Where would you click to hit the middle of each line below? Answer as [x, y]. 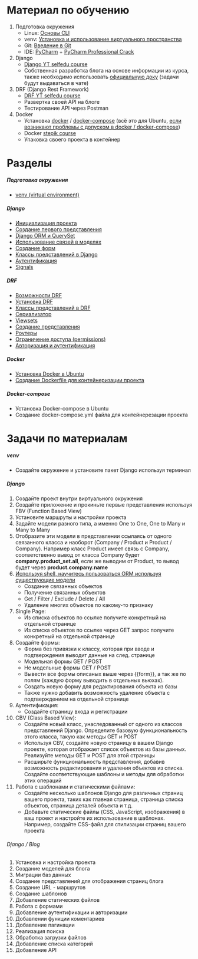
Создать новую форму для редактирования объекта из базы [100, 687]
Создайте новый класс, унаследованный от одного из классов [103, 724]
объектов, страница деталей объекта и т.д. [78, 806]
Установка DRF [34, 302]
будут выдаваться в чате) [56, 83]
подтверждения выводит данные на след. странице [89, 655]
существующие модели [45, 580]
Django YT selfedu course [56, 64]
